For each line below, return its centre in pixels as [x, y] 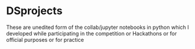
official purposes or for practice [45, 40]
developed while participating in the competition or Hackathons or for [92, 33]
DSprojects [34, 11]
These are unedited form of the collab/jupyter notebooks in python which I [97, 27]
